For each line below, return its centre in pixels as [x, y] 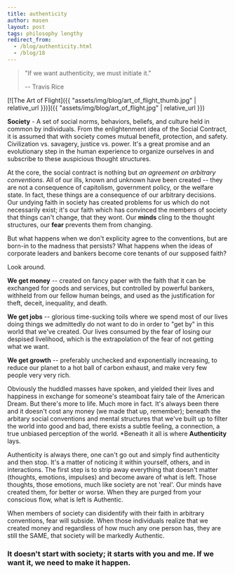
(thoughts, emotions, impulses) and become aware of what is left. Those [112, 477]
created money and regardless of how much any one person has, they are [114, 528]
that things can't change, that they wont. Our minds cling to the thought [111, 217]
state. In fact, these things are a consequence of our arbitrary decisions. [112, 195]
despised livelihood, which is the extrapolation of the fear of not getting [110, 339]
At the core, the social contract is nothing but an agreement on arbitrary [112, 172]
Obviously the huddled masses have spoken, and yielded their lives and [111, 388]
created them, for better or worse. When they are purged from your [105, 492]
